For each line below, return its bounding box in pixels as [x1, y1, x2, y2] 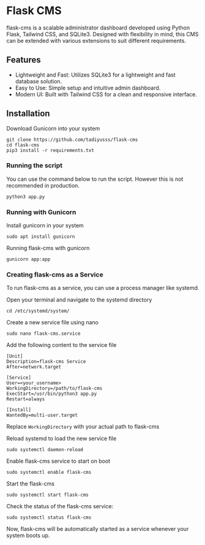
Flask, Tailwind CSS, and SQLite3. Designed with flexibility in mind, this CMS [6, 30, 199, 37]
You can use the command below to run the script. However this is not [6, 175, 184, 183]
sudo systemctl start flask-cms [6, 492, 89, 498]
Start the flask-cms [6, 480, 55, 487]
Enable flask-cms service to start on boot [6, 457, 111, 465]
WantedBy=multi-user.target [6, 412, 78, 419]
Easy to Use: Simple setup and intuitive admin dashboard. [15, 84, 161, 91]
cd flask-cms [6, 142, 40, 148]
